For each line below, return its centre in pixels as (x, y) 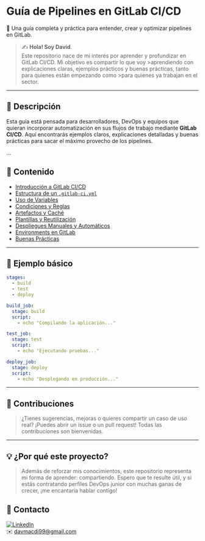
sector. (30, 81)
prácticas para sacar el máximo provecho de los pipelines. (80, 141)
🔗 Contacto (28, 510)
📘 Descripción (34, 107)
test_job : (19, 334)
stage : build (28, 311)
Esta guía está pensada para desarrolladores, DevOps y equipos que (92, 121)
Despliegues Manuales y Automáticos (63, 226)
